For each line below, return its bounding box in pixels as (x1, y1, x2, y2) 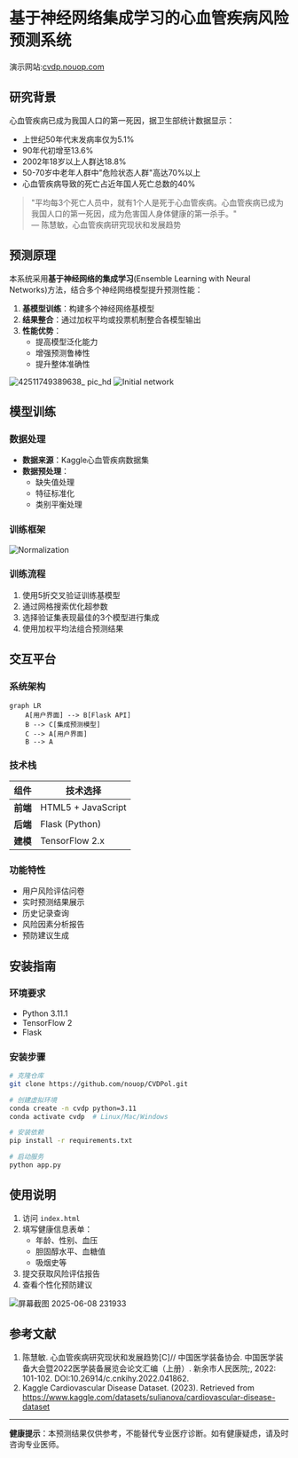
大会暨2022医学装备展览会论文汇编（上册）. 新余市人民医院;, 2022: (29, 1363, 277, 1374)
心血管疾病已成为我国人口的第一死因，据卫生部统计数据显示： (9, 114, 235, 125)
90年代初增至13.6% (21, 145, 94, 155)
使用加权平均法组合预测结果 (21, 623, 124, 634)
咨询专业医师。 (9, 1438, 64, 1449)
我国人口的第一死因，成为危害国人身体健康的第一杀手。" (30, 208, 238, 218)
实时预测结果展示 (21, 897, 85, 908)
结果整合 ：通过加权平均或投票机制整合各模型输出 (21, 314, 201, 325)
